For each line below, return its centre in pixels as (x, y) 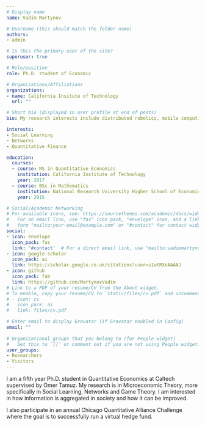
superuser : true (27, 57)
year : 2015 (31, 197)
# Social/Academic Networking (45, 208)
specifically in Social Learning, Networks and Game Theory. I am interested (101, 391)
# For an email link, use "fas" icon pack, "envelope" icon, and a (97, 220)
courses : (23, 163)
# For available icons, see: (43, 214)
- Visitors (20, 361)
